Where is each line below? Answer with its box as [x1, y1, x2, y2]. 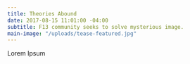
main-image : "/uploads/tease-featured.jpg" [7, 30, 137, 37]
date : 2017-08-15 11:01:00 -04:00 [7, 17, 109, 24]
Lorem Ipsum [7, 49, 46, 58]
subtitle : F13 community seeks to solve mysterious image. [7, 23, 184, 30]
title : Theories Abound [7, 10, 77, 18]
